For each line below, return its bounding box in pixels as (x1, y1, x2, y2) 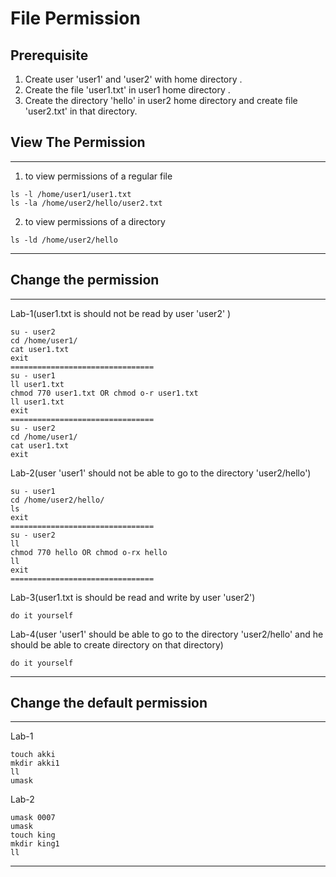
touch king (10, 830, 56, 841)
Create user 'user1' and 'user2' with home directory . (24, 73, 243, 85)
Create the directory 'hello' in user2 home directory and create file (24, 95, 298, 106)
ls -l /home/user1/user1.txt (10, 189, 132, 199)
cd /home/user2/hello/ (10, 495, 105, 505)
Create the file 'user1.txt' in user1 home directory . (24, 84, 231, 96)
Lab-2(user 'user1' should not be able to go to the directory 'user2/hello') (10, 467, 312, 479)
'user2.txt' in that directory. (24, 105, 138, 117)
